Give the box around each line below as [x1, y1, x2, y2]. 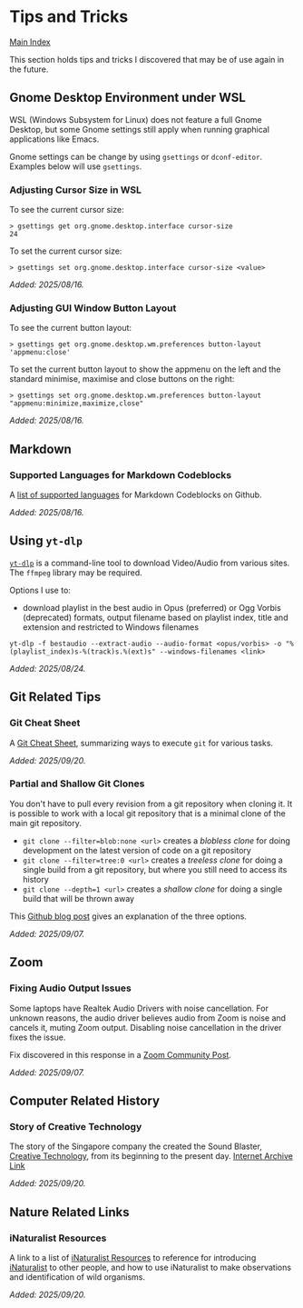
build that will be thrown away [22, 893, 134, 904]
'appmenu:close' [9, 348, 71, 357]
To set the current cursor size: [9, 245, 122, 256]
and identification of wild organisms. [9, 1271, 146, 1283]
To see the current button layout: [9, 323, 132, 334]
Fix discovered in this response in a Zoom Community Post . [9, 1049, 231, 1060]
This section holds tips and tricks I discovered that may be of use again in [9, 54, 285, 65]
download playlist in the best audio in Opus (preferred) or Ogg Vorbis [22, 602, 281, 613]
